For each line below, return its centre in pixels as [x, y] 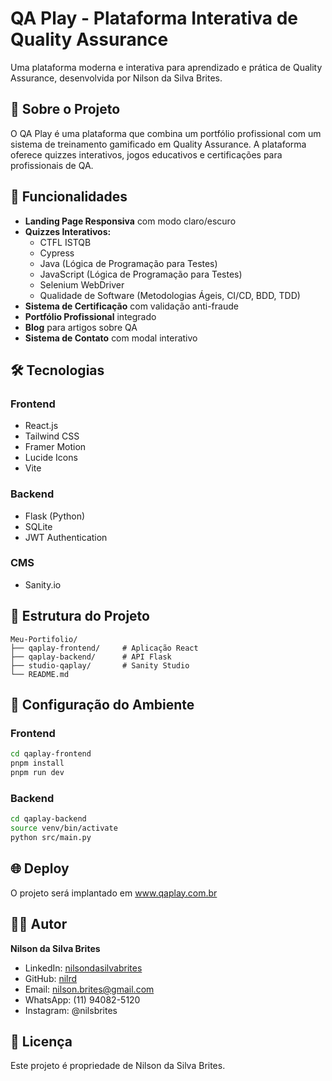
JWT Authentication [66, 537]
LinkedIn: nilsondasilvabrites [83, 968]
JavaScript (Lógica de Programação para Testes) [141, 274]
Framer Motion [55, 447]
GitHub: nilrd [51, 978]
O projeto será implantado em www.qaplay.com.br [114, 893]
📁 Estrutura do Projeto [80, 616]
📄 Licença [41, 1041]
